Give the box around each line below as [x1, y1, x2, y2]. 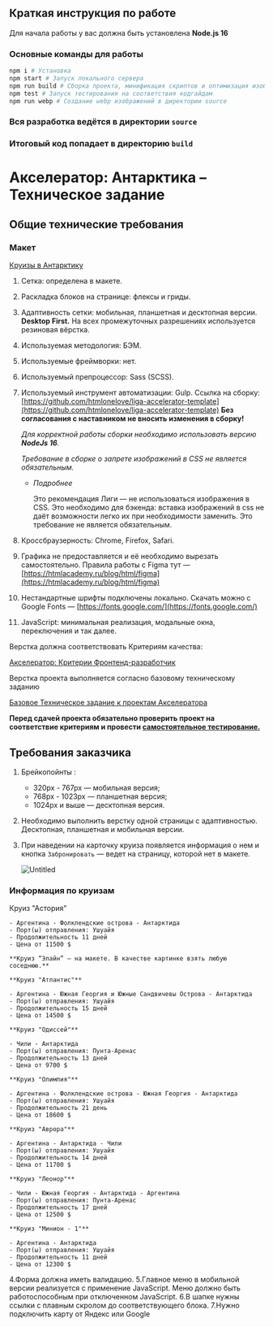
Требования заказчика [9, 745, 132, 759]
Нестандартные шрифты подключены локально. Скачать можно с [20, 593, 251, 603]
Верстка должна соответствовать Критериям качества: [9, 642, 203, 652]
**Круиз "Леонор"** [9, 1175, 75, 1183]
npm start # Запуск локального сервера [9, 74, 144, 82]
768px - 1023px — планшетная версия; [32, 791, 168, 801]
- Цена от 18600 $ [9, 1111, 71, 1120]
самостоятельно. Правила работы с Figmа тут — [20, 560, 191, 570]
